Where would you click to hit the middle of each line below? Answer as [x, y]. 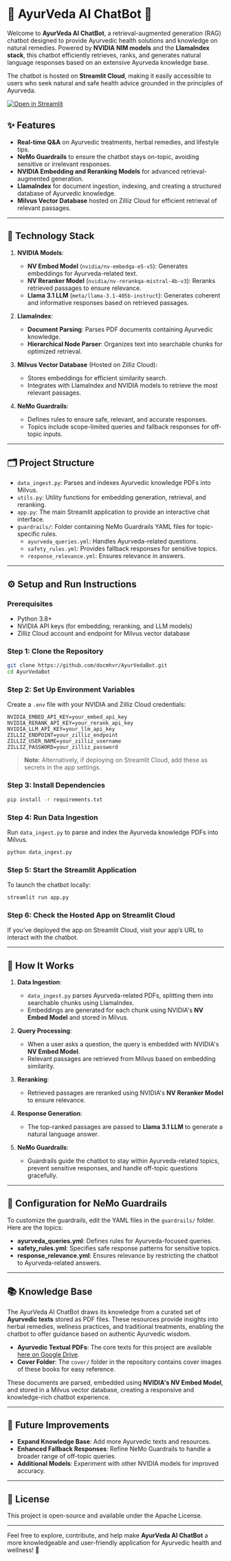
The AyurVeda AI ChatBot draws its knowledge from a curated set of [104, 1312]
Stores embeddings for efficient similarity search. [97, 378]
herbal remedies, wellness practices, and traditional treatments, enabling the [115, 1326]
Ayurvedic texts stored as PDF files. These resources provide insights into [113, 1319]
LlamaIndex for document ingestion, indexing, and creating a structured [119, 186]
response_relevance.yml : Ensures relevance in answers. [106, 556]
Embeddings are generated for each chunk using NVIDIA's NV [115, 1010]
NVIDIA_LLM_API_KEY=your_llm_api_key [61, 730]
